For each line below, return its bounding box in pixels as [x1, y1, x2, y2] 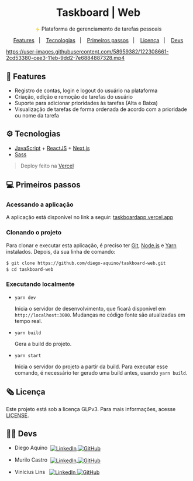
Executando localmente [6, 280, 75, 288]
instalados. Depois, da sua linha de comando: [6, 248, 116, 255]
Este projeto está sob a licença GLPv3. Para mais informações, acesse [6, 405, 176, 412]
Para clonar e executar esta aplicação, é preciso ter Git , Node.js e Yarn [6, 241, 177, 249]
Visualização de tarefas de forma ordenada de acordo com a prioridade [14, 106, 187, 113]
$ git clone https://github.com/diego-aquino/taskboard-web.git [6, 260, 166, 266]
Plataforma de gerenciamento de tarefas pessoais [41, 25, 162, 32]
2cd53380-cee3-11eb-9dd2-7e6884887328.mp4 [6, 55, 125, 62]
